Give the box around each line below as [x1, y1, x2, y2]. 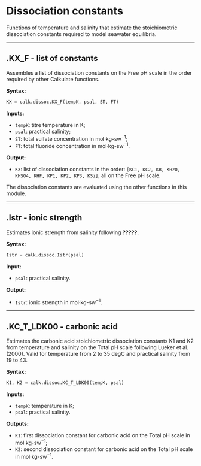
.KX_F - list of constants [6, 53, 98, 63]
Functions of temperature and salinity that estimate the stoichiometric [6, 24, 178, 31]
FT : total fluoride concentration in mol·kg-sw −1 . [14, 141, 130, 149]
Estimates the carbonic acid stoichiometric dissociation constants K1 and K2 [6, 337, 194, 345]
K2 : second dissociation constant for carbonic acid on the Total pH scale [14, 445, 193, 453]
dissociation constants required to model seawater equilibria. [6, 30, 157, 37]
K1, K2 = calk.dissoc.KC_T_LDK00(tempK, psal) [6, 380, 124, 386]
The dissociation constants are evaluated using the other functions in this [6, 183, 187, 190]
